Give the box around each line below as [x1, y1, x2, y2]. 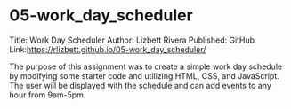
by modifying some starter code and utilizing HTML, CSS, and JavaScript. [9, 70, 280, 81]
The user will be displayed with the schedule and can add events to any [9, 80, 271, 90]
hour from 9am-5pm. [9, 90, 86, 100]
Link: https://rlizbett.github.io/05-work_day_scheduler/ [9, 43, 206, 54]
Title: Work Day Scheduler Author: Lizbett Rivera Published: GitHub [9, 35, 255, 45]
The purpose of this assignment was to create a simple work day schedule [9, 61, 283, 72]
